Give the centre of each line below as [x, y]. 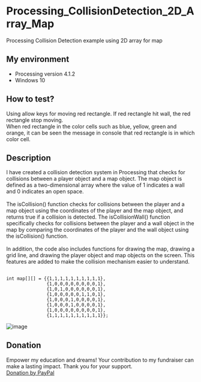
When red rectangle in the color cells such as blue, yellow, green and [91, 126]
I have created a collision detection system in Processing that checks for [96, 172]
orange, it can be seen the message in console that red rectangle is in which [100, 133]
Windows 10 [30, 80]
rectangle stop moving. [35, 120]
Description [28, 158]
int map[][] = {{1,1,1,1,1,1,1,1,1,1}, [56, 278]
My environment [38, 59]
